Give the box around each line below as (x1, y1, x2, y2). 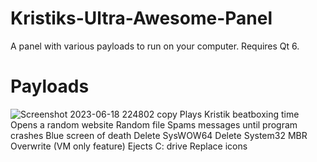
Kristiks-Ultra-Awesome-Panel (10, 7, 273, 30)
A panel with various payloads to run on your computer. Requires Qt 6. (10, 40, 300, 52)
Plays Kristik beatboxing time (179, 108, 300, 120)
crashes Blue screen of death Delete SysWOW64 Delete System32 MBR (10, 129, 308, 141)
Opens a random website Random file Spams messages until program (10, 118, 298, 131)
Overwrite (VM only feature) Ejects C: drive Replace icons (10, 140, 248, 152)
